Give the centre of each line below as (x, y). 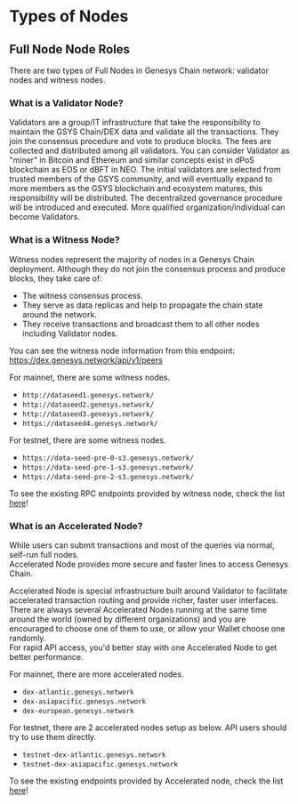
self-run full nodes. (44, 554)
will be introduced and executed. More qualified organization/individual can (147, 207)
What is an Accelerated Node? (76, 526)
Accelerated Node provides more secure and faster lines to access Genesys (149, 564)
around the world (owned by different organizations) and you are (128, 619)
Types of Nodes (69, 16)
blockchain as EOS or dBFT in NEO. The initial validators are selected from (145, 170)
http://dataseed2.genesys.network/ (88, 405)
